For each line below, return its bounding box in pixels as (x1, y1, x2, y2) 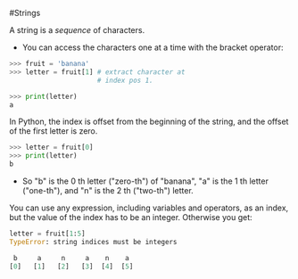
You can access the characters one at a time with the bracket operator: (21, 42, 284, 53)
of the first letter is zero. (9, 126, 98, 136)
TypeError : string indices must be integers (9, 237, 178, 246)
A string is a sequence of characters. (9, 25, 145, 35)
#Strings (9, 8, 41, 18)
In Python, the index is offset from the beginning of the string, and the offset (9, 116, 289, 127)
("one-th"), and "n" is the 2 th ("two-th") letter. (21, 185, 194, 195)
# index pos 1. (96, 76, 153, 85)
